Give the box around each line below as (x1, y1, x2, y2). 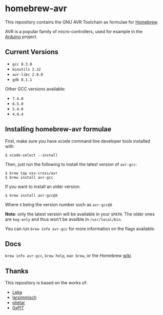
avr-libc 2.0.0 (12, 72, 43, 77)
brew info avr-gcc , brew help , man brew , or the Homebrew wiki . (5, 252, 133, 259)
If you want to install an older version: (5, 184, 81, 189)
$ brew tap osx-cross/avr (5, 170, 58, 176)
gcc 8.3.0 (12, 62, 33, 66)
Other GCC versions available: (5, 86, 66, 92)
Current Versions (5, 48, 59, 56)
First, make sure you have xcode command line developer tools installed (5, 138, 150, 144)
